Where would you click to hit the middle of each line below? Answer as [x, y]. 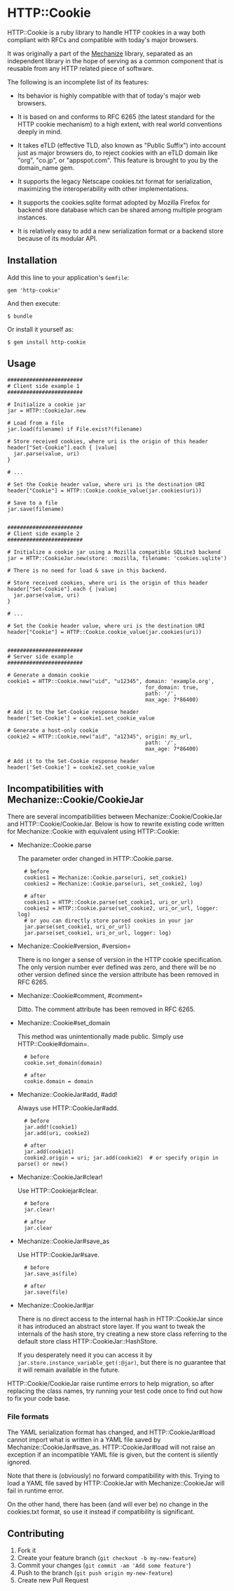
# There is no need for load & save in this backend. [88, 571]
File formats [28, 1417]
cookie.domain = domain [58, 1082]
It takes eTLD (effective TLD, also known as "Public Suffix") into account [122, 145]
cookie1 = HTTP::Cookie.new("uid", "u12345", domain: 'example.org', [111, 681]
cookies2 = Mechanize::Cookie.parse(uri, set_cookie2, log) [113, 884]
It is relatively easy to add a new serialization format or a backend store [121, 230]
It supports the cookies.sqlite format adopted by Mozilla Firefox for [113, 202]
